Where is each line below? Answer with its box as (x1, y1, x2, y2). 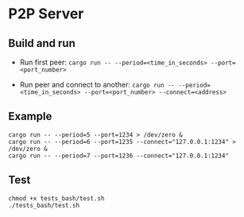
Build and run (8, 37, 76, 50)
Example (8, 110, 52, 123)
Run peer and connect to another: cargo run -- (19, 80, 176, 89)
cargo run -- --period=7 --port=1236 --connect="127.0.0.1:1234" (8, 152, 229, 160)
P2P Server (8, 5, 84, 23)
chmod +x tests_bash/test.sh (8, 194, 105, 203)
